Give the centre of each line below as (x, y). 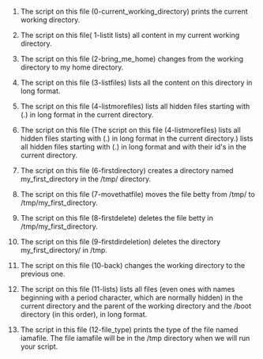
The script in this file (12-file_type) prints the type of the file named (129, 330)
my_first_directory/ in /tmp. (64, 250)
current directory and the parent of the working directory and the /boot (136, 306)
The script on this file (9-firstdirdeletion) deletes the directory (120, 242)
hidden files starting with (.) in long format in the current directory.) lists (137, 138)
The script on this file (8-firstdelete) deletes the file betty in (117, 218)
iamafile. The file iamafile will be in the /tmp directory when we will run (135, 338)
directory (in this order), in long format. (84, 314)
